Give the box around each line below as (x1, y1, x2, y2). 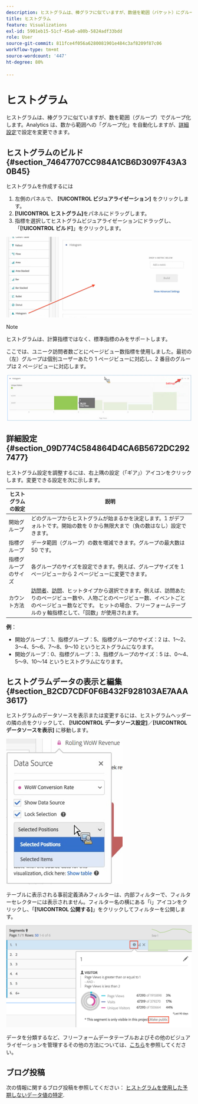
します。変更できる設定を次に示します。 (6, 476, 103, 483)
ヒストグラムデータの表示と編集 (6, 676, 123, 686)
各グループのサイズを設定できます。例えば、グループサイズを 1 (31, 563, 184, 570)
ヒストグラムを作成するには (6, 183, 74, 190)
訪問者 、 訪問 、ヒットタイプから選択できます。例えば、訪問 (31, 587, 176, 594)
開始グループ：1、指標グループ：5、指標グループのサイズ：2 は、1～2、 (14, 636, 189, 643)
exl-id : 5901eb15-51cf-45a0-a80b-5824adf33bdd (6, 28, 123, 34)
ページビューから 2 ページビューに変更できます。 (31, 570, 150, 577)
